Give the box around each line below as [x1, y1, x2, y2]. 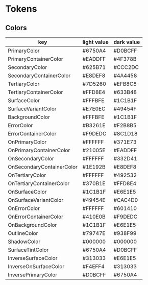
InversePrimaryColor [8, 271, 58, 278]
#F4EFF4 [82, 263, 105, 270]
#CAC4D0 [113, 197, 138, 203]
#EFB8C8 [113, 80, 137, 87]
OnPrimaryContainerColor [8, 147, 70, 154]
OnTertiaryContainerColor [8, 180, 70, 187]
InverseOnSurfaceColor [8, 263, 65, 270]
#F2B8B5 [113, 122, 137, 129]
